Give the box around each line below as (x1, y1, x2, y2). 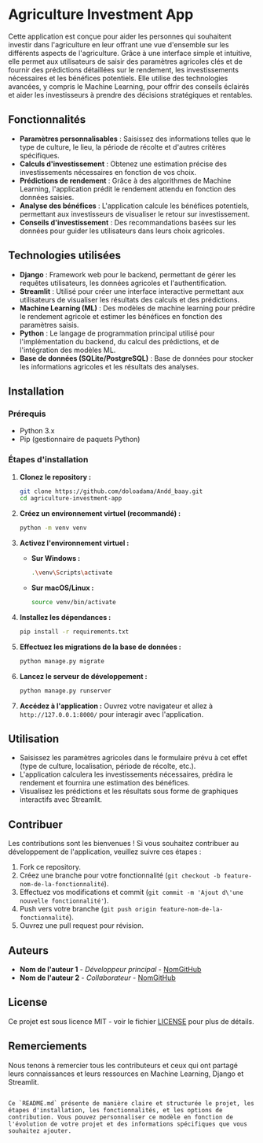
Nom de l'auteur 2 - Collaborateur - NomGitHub (19, 973, 177, 982)
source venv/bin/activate (31, 599, 116, 607)
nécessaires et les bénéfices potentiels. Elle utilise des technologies (8, 73, 228, 83)
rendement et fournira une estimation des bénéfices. (19, 778, 190, 788)
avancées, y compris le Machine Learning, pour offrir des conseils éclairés (8, 81, 250, 91)
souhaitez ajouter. (8, 1126, 72, 1135)
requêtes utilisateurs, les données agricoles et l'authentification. (19, 278, 228, 288)
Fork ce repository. (19, 863, 81, 872)
